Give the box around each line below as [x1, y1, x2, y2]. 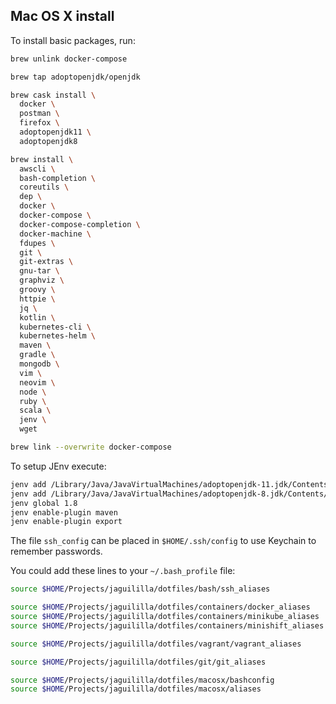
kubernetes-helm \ [19, 331, 97, 341]
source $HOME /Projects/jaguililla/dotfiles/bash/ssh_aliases [10, 584, 271, 594]
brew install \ [10, 154, 74, 164]
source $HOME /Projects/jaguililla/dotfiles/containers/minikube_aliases [10, 612, 320, 622]
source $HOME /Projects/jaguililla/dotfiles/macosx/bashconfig [10, 675, 275, 685]
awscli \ [19, 164, 56, 174]
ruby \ [19, 396, 47, 406]
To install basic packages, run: [10, 34, 136, 46]
